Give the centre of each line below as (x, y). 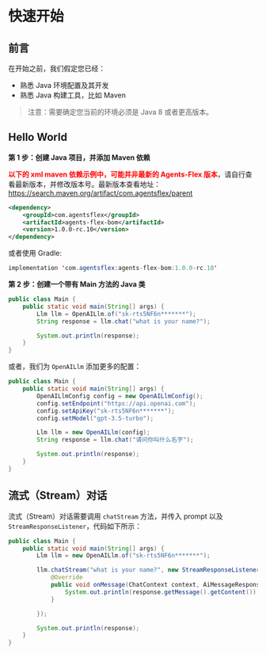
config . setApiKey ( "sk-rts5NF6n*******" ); (106, 411)
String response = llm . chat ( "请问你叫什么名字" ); (115, 440)
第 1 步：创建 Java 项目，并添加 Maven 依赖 (79, 157)
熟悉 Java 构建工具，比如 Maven (73, 95)
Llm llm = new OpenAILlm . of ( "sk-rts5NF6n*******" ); (124, 556)
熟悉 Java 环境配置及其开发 (64, 85)
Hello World (38, 137)
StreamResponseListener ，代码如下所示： (75, 526)
